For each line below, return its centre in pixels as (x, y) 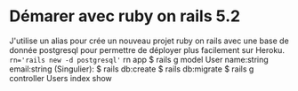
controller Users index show (61, 78)
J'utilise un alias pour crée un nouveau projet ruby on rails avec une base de (149, 41)
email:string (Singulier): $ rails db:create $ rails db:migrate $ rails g (132, 69)
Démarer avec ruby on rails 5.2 (125, 16)
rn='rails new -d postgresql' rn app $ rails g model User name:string (139, 59)
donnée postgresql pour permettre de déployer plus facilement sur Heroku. (147, 49)
